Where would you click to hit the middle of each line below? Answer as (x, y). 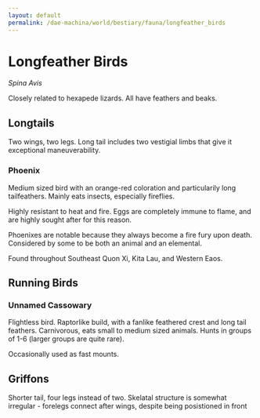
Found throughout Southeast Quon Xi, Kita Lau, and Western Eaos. (116, 258)
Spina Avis (25, 83)
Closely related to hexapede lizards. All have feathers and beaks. (113, 98)
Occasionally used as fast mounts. (63, 354)
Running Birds (43, 283)
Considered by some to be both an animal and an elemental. (105, 243)
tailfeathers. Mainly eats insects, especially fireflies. (91, 196)
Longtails (31, 123)
